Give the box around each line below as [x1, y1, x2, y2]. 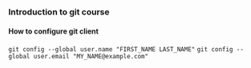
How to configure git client [8, 26, 99, 36]
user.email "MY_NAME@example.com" [33, 53, 149, 61]
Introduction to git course [8, 6, 110, 18]
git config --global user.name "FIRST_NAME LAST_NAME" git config [8, 46, 233, 54]
